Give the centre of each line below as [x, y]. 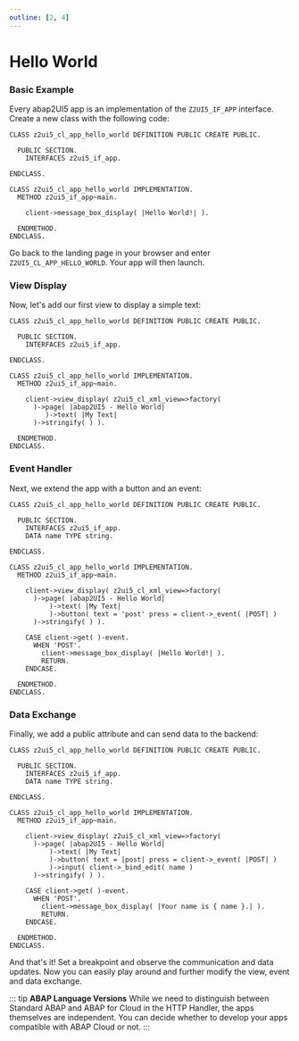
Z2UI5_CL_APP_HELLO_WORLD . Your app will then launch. [107, 262]
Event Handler [41, 469]
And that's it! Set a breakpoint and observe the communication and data [141, 962]
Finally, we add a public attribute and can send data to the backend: [134, 734]
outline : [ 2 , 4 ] [39, 17]
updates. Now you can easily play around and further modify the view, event [149, 971]
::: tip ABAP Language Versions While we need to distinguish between [139, 998]
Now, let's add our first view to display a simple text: [105, 305]
